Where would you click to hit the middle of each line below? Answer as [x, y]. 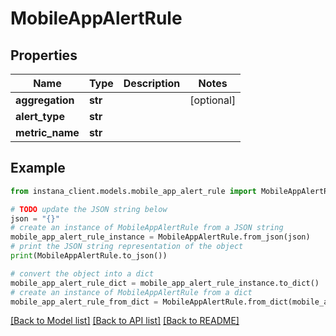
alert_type [40, 116]
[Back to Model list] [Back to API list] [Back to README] [125, 321]
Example [38, 168]
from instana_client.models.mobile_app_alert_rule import [133, 191]
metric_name [47, 132]
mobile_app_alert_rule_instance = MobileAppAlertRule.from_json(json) [160, 237]
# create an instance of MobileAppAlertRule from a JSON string [147, 228]
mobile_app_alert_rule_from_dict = [84, 302]
